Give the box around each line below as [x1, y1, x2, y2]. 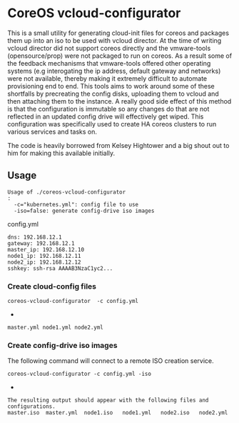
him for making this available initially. [7, 149, 116, 157]
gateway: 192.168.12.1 [7, 239, 75, 247]
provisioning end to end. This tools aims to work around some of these [7, 81, 215, 90]
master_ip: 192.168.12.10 [7, 246, 84, 253]
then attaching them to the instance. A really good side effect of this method [7, 96, 232, 105]
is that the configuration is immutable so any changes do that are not [7, 104, 210, 113]
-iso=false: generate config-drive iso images [14, 207, 155, 214]
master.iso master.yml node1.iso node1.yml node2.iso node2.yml [7, 409, 228, 417]
